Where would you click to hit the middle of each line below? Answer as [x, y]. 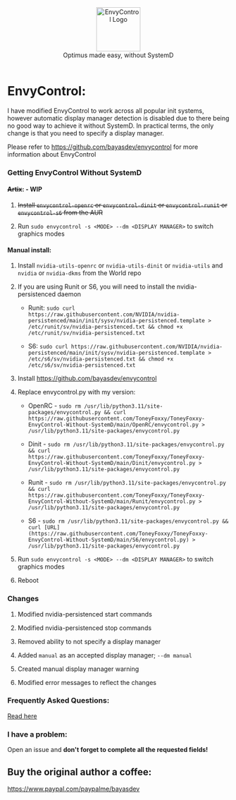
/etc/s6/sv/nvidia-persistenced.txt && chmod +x [101, 359]
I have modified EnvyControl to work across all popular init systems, [106, 110]
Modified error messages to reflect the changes [87, 682]
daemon [69, 294]
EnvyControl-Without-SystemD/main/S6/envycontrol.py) [108, 540]
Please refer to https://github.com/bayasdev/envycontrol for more [103, 147]
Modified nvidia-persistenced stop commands [85, 628]
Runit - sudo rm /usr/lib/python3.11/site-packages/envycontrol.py [127, 483]
